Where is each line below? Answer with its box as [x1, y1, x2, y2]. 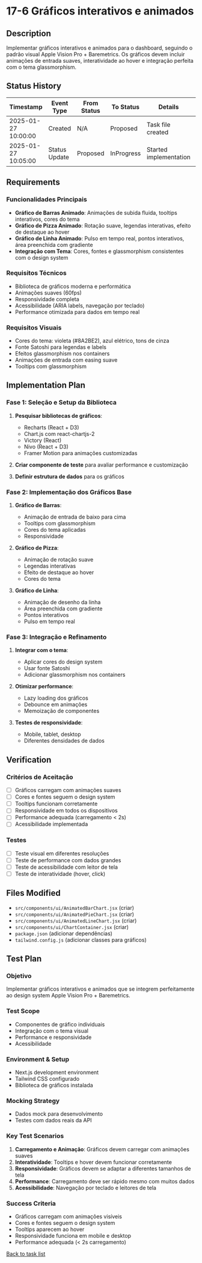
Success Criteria [6, 1199, 56, 1207]
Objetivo [6, 972, 32, 980]
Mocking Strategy [6, 1097, 60, 1105]
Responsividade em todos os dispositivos [14, 807, 118, 814]
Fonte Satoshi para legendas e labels [14, 344, 107, 351]
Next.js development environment [14, 1069, 99, 1076]
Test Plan [6, 954, 42, 964]
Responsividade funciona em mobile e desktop [14, 1232, 131, 1239]
